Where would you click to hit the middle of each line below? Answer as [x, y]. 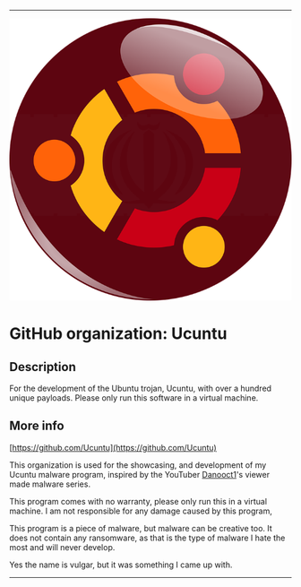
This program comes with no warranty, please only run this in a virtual [138, 501]
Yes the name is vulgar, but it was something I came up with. [121, 565]
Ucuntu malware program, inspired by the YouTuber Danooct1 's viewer [140, 474]
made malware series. [50, 484]
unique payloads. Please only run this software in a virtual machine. [134, 398]
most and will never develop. [62, 547]
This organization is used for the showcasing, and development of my [138, 465]
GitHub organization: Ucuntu [118, 334]
